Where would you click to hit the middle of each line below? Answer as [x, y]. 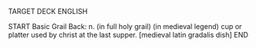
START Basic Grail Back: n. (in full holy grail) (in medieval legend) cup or [125, 26]
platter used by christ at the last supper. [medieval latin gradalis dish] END [128, 35]
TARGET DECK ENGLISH [48, 11]
